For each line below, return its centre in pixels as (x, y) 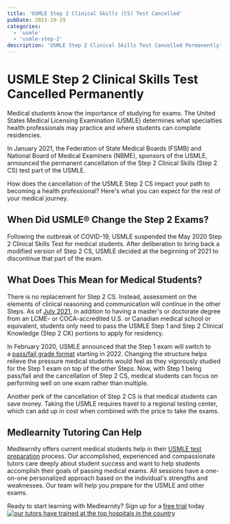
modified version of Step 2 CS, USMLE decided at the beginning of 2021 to (113, 251)
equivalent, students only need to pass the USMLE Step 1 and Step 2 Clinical (115, 326)
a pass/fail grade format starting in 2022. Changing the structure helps (107, 353)
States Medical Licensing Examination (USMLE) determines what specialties (115, 120)
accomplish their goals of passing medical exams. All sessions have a (106, 471)
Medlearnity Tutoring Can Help (74, 432)
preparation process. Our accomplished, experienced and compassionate (111, 456)
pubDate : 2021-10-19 (37, 20)
